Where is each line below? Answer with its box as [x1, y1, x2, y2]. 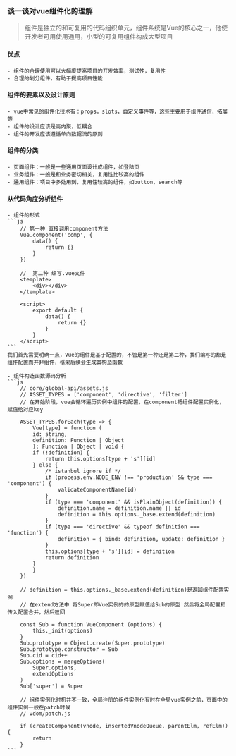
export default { [32, 307, 83, 315]
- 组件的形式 [7, 212, 40, 219]
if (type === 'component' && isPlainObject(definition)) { [44, 499, 222, 506]
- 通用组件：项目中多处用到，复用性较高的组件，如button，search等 [7, 178, 183, 185]
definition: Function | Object [32, 437, 125, 444]
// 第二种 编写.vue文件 [20, 270, 86, 277]
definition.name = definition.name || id [57, 505, 181, 512]
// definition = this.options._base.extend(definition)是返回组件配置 [20, 587, 224, 594]
